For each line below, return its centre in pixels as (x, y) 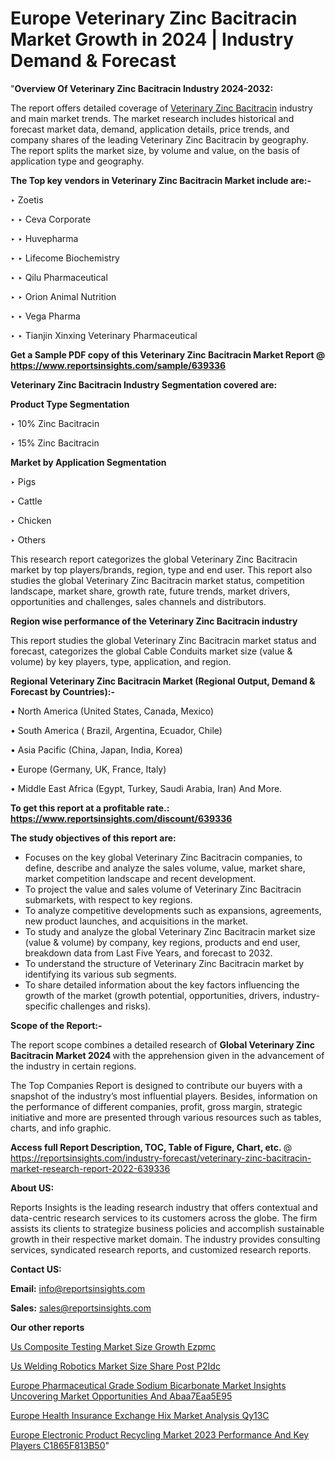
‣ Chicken (31, 520)
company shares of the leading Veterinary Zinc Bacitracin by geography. (159, 139)
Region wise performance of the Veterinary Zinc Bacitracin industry (154, 621)
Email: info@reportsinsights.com (78, 1288)
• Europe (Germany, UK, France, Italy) (88, 769)
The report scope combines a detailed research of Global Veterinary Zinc (162, 1044)
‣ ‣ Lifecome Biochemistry (65, 258)
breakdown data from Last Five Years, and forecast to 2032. (148, 953)
